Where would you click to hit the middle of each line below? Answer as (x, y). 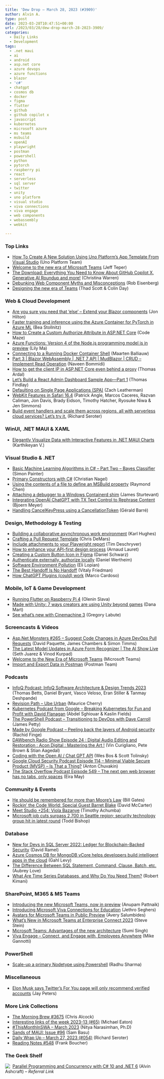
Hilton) (19, 317)
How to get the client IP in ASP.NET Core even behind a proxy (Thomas (84, 369)
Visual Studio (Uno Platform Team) (47, 262)
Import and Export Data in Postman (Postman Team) (65, 664)
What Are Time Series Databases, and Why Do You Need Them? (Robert (85, 876)
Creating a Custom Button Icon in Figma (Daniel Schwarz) (70, 555)
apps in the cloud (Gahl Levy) (42, 860)
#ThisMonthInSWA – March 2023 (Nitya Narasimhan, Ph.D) (72, 1027)
